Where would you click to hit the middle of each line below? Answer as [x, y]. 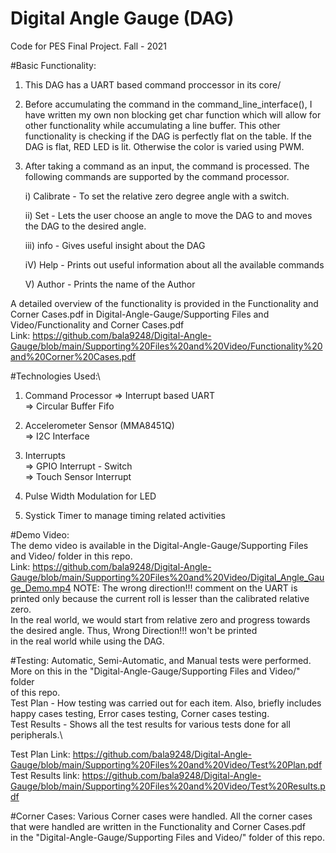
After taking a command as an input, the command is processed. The [167, 166]
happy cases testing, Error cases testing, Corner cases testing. [140, 713]
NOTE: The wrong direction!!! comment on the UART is [185, 588]
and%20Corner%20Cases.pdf [73, 356]
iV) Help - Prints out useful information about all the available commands [174, 264]
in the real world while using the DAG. [87, 641]
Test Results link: [45, 775]
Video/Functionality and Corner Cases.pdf [97, 324]
